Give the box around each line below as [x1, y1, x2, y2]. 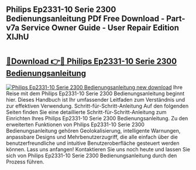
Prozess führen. [6, 158, 44, 165]
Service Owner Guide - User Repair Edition [21, 23, 180, 33]
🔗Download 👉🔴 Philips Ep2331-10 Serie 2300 [6, 56, 177, 66]
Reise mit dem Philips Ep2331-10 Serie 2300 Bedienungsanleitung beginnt [6, 90, 185, 97]
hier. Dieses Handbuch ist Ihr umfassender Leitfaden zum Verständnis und [6, 96, 185, 103]
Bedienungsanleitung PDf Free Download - [6, 14, 165, 24]
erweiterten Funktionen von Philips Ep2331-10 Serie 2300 [6, 121, 145, 128]
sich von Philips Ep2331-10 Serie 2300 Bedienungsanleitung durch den [6, 152, 177, 159]
